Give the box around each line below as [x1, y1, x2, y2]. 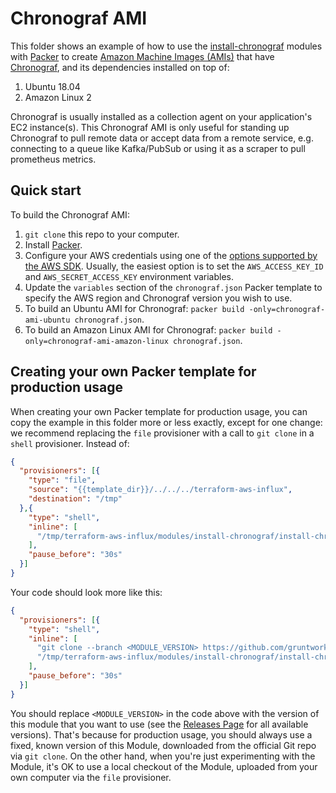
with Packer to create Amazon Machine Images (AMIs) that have [10, 50, 275, 62]
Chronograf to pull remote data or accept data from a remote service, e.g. [10, 132, 314, 144]
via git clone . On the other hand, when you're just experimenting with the [10, 750, 316, 762]
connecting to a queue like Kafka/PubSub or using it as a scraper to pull [10, 142, 306, 154]
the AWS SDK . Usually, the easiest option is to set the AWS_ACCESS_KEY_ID [24, 260, 324, 272]
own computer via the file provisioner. [10, 771, 172, 783]
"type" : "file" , [28, 475, 97, 486]
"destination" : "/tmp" [28, 494, 123, 504]
